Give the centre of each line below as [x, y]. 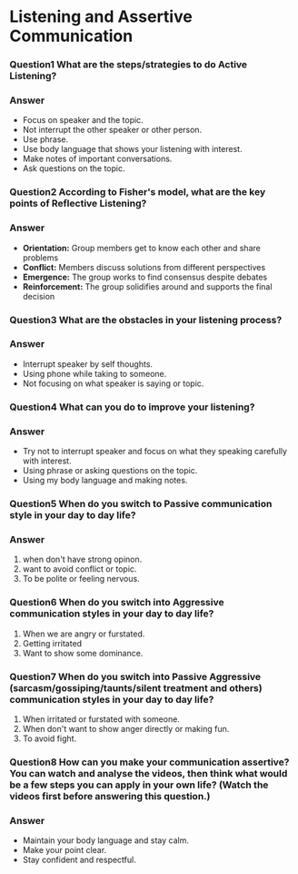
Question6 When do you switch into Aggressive [117, 603]
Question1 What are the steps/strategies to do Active [129, 65]
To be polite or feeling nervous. [81, 579]
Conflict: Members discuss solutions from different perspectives [144, 267]
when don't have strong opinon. [82, 559]
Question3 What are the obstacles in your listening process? [146, 320]
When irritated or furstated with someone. [101, 719]
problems [40, 258]
